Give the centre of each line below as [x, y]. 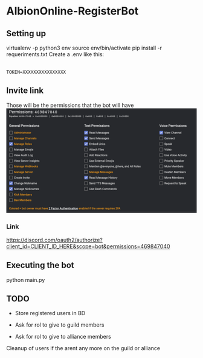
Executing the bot [40, 265]
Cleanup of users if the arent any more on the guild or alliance [83, 348]
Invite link [25, 91]
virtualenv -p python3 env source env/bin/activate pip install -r [84, 48]
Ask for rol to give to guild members [60, 325]
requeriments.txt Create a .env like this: [55, 54]
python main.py [26, 280]
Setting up [26, 34]
